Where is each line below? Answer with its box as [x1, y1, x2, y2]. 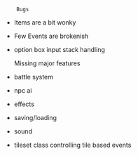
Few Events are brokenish [13, 32, 89, 40]
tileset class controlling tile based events [13, 141, 132, 149]
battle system [13, 73, 54, 81]
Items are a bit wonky [13, 18, 76, 27]
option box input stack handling [13, 46, 105, 53]
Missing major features [13, 59, 81, 67]
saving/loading [13, 114, 57, 122]
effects [13, 100, 35, 108]
